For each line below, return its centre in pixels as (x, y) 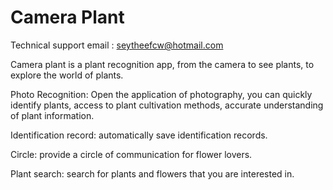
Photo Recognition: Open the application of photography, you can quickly (161, 94)
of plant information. (52, 115)
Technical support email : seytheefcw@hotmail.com (117, 45)
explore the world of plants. (67, 75)
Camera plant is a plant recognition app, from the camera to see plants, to (162, 64)
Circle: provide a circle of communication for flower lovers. (131, 154)
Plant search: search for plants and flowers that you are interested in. (152, 173)
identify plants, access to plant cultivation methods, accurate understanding (167, 105)
